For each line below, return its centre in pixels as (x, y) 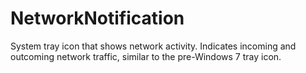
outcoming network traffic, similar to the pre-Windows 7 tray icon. (146, 56)
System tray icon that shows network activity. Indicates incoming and (153, 46)
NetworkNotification (97, 18)
